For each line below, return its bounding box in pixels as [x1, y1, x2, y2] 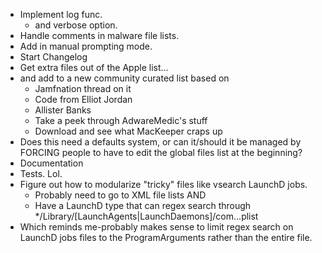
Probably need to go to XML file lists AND [34, 189, 207, 201]
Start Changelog [19, 51, 88, 63]
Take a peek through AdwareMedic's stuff [34, 115, 208, 126]
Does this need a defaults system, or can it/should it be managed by [19, 136, 302, 148]
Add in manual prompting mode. [19, 40, 153, 52]
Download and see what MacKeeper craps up [34, 125, 223, 137]
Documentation [19, 157, 84, 169]
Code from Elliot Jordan [34, 94, 133, 105]
